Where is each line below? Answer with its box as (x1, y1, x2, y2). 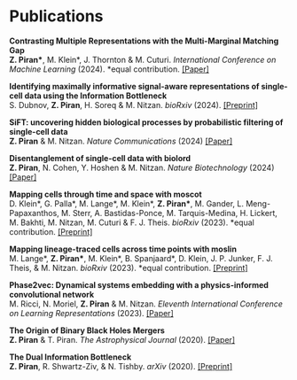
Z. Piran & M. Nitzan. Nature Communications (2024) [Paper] (9, 136, 233, 146)
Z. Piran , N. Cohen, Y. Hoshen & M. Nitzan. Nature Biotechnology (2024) (9, 162, 275, 173)
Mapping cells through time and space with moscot (9, 189, 202, 199)
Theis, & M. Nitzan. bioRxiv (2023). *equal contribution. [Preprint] (9, 262, 248, 273)
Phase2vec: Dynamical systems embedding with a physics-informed (9, 279, 269, 290)
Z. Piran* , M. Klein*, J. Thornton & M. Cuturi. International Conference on (9, 54, 277, 65)
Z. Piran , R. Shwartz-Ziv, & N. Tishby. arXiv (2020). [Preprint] (9, 361, 233, 371)
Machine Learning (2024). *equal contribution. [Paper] (9, 64, 210, 74)
